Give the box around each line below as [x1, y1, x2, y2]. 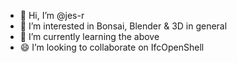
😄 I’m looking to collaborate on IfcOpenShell [19, 41, 205, 53]
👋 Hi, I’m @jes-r [19, 10, 85, 21]
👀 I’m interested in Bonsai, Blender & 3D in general [19, 20, 228, 32]
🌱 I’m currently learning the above [19, 31, 160, 42]
